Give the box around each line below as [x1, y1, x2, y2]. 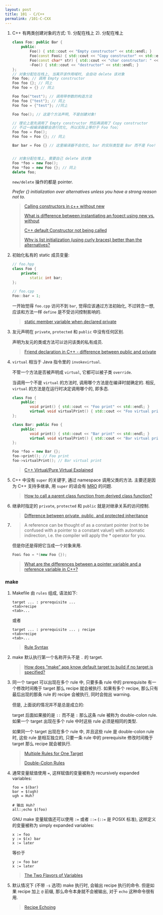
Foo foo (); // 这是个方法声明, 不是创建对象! [12, 112, 97, 117]
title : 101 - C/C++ [5, 12, 45, 17]
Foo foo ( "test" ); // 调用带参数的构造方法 [12, 94, 92, 99]
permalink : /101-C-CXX [5, 16, 51, 21]
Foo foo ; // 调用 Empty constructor [12, 76, 85, 81]
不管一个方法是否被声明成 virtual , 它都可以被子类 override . [12, 369, 132, 375]
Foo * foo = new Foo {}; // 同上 [12, 165, 76, 170]
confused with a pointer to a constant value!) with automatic [24, 527, 145, 533]
